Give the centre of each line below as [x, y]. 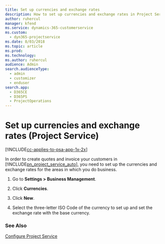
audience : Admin [22, 64]
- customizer [23, 78]
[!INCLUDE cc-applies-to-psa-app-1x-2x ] [46, 150]
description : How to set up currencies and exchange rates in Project [79, 14]
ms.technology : [21, 55]
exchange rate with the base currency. [51, 213]
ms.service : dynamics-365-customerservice [49, 28]
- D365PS [18, 96]
